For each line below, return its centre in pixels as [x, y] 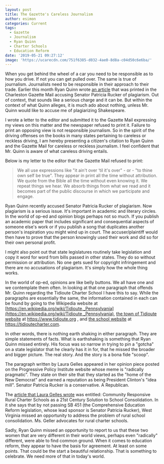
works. [12, 273]
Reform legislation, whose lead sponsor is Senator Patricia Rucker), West [79, 410]
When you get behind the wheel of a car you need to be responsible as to [79, 74]
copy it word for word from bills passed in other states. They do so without [80, 257]
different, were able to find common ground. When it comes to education [79, 441]
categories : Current [26, 23]
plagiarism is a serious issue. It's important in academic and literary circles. [81, 211]
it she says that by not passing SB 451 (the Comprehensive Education [75, 405]
